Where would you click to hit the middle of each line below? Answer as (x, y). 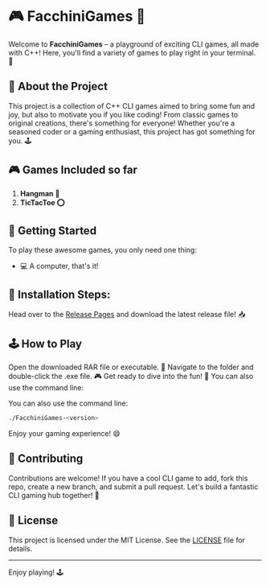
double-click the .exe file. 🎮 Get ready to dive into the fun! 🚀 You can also (131, 376)
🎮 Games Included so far (73, 170)
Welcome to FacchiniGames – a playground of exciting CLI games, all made (134, 44)
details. (20, 548)
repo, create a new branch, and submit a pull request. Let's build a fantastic (133, 486)
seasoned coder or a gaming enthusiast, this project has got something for (132, 131)
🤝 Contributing (46, 459)
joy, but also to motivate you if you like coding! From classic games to (123, 114)
